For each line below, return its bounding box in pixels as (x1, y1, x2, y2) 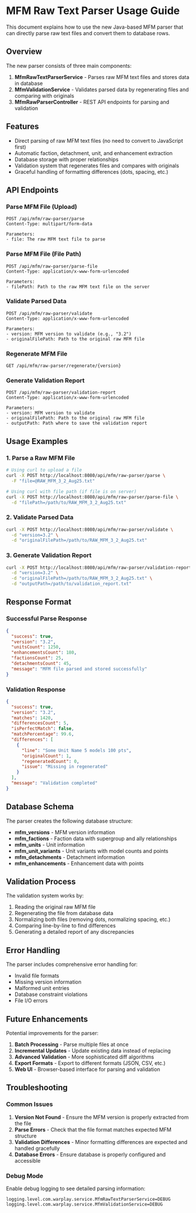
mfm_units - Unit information (14, 841, 85, 848)
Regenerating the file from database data (14, 910, 114, 917)
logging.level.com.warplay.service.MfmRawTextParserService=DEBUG (6, 1197, 171, 1202)
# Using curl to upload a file (6, 467, 82, 473)
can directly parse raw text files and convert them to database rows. (6, 29, 170, 36)
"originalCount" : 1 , (21, 753, 72, 759)
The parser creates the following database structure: (6, 817, 133, 824)
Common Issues (6, 1100, 54, 1108)
